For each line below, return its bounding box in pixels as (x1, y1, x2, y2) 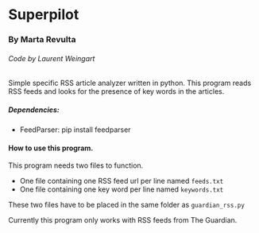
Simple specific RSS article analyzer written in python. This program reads (8, 78, 252, 88)
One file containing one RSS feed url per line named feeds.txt (19, 177, 224, 186)
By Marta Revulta (8, 34, 76, 45)
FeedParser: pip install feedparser (19, 125, 131, 134)
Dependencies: (8, 105, 60, 115)
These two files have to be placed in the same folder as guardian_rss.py (8, 200, 245, 210)
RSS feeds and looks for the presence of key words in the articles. (8, 87, 225, 96)
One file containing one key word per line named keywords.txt (19, 184, 224, 194)
